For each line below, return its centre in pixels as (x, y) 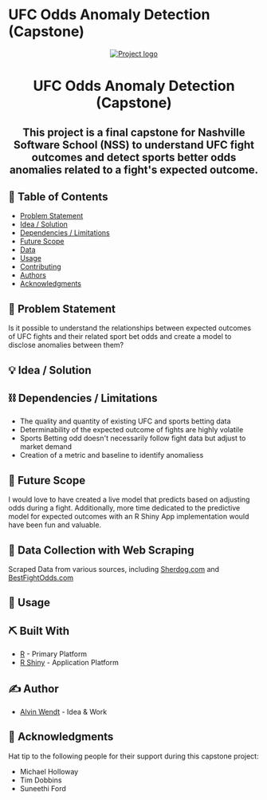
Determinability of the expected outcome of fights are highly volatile (132, 430)
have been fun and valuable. (55, 525)
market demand (46, 447)
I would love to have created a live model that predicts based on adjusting (129, 499)
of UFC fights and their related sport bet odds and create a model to (120, 337)
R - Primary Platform (53, 654)
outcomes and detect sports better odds (134, 157)
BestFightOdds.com (41, 577)
